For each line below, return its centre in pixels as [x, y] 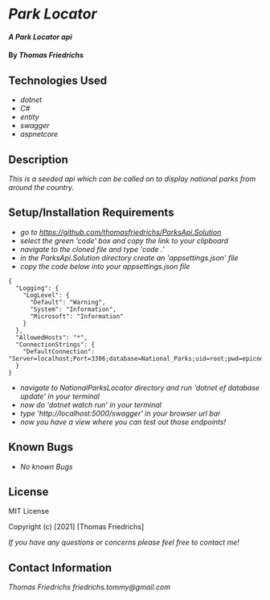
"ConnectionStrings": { [55, 344]
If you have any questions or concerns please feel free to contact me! [124, 542]
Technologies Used [57, 80]
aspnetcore [39, 134]
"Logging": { [37, 288]
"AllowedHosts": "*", [52, 337]
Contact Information [60, 567]
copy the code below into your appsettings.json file [105, 266]
